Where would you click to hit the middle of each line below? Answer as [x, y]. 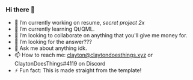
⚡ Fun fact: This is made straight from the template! [78, 70]
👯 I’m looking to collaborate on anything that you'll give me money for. [101, 35]
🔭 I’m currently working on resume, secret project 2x [79, 23]
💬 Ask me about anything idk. [51, 48]
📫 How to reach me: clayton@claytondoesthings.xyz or [84, 55]
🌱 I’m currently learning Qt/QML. [54, 29]
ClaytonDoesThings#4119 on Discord [60, 64]
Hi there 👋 [20, 10]
